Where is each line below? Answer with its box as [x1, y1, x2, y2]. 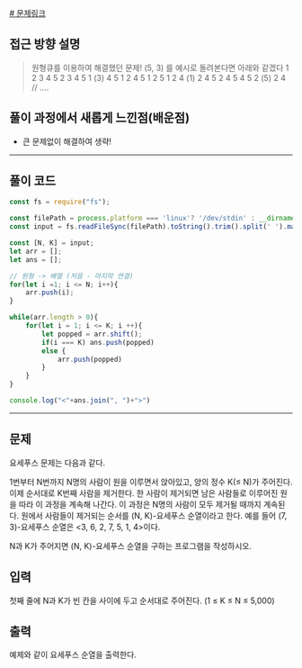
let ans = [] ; [9, 255, 63, 264]
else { [41, 346, 67, 356]
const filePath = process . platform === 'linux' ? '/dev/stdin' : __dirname [9, 214, 296, 223]
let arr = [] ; [9, 247, 63, 256]
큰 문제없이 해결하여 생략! [22, 136, 112, 147]
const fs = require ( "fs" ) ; [9, 197, 111, 207]
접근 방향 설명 [9, 37, 81, 52]
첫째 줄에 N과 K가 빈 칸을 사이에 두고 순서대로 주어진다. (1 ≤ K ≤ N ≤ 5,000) [9, 595, 276, 606]
